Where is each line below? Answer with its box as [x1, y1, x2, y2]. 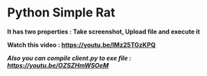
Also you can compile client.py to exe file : [7, 53, 132, 62]
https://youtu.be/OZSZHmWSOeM [7, 61, 109, 69]
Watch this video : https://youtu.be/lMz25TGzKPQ [7, 40, 156, 49]
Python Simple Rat [7, 5, 116, 21]
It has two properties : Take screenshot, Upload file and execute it [7, 27, 201, 36]
